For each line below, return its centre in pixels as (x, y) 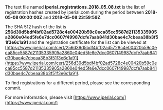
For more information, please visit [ (40, 97)
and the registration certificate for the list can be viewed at (88, 42)
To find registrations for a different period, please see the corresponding (78, 83)
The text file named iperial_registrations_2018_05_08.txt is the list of (75, 7)
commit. (13, 88)
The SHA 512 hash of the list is (36, 27)
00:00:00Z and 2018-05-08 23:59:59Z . (61, 17)
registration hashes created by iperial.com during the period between (75, 12)
